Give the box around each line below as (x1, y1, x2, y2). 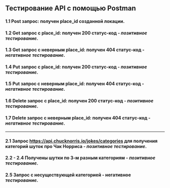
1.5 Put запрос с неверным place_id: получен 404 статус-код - (5, 81, 144, 87)
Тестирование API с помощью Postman (5, 4, 136, 13)
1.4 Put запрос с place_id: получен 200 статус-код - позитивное (5, 63, 147, 70)
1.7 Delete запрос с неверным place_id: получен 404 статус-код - (5, 115, 151, 121)
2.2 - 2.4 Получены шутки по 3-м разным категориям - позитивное (5, 155, 156, 161)
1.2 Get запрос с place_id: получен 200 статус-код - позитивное (5, 30, 148, 36)
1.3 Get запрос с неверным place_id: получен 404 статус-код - (5, 47, 145, 53)
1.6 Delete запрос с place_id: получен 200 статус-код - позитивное (5, 97, 154, 103)
